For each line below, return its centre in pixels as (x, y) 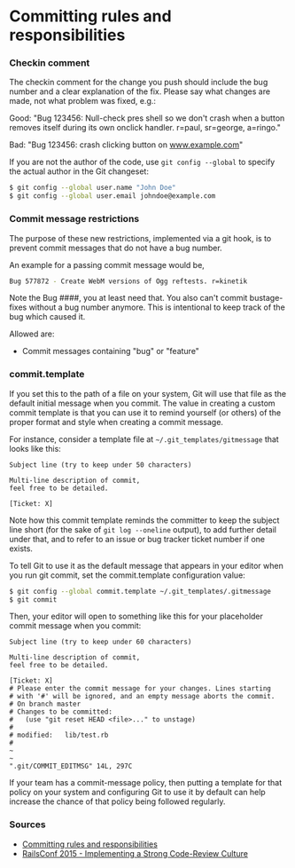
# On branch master (45, 704)
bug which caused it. (47, 317)
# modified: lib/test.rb (59, 735)
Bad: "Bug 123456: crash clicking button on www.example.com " (126, 145)
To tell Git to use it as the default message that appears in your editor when (146, 565)
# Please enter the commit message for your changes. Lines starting (140, 689)
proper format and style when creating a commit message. (116, 422)
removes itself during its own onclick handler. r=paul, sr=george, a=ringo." (145, 128)
